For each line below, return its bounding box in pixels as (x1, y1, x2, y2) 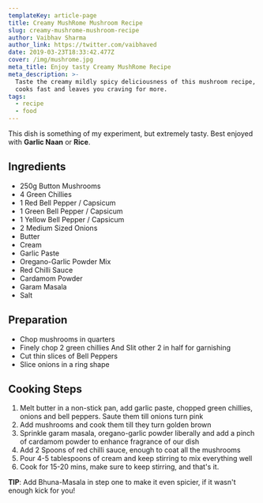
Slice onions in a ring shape (19, 359, 110, 369)
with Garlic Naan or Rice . (8, 138, 91, 146)
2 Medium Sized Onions (19, 223, 98, 233)
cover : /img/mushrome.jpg (8, 56, 93, 64)
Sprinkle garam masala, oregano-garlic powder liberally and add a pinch (19, 429, 255, 438)
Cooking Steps (8, 383, 83, 396)
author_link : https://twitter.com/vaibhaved (8, 41, 157, 49)
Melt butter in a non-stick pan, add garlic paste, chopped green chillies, (19, 403, 253, 413)
